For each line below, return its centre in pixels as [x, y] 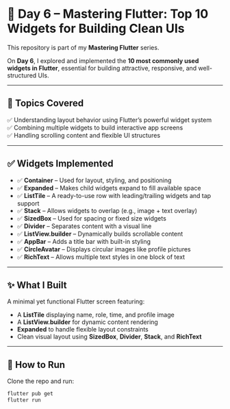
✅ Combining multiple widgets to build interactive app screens [95, 127]
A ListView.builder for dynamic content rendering [88, 322]
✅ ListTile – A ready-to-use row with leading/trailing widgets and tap [114, 195]
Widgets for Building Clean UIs [96, 28]
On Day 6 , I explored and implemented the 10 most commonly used [103, 60]
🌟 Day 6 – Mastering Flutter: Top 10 [108, 14]
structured [22, 75]
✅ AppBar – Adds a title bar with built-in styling [84, 241]
